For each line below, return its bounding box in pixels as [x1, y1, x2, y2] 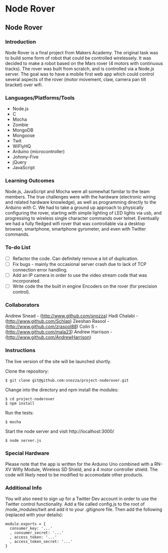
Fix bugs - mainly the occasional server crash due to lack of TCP [12, 261, 146, 267]
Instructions [5, 347, 36, 354]
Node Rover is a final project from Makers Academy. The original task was [5, 49, 158, 55]
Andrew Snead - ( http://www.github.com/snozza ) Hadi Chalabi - [5, 313, 138, 319]
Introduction [5, 38, 36, 45]
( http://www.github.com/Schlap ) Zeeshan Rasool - [5, 318, 109, 324]
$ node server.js [5, 438, 42, 443]
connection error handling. [12, 266, 68, 272]
